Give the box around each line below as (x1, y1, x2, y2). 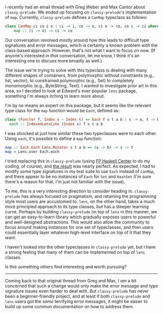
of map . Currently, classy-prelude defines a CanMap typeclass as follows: (5, 15, 148, 20)
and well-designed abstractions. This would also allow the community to (5, 219, 150, 225)
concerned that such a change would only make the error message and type (5, 283, 158, 289)
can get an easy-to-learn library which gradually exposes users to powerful (5, 214, 156, 220)
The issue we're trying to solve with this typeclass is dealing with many (5, 67, 147, 73)
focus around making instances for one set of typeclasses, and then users (5, 225, 154, 230)
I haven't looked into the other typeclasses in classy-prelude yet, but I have (5, 244, 156, 250)
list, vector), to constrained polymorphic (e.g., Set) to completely (5, 77, 134, 83)
